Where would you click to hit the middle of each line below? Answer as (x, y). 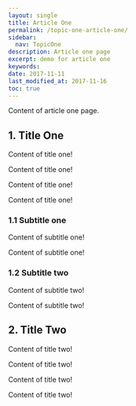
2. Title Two (37, 330)
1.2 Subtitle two (39, 273)
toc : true (24, 88)
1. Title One (36, 135)
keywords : (24, 67)
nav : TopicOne (38, 45)
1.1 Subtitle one (37, 221)
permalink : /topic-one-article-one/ (68, 30)
